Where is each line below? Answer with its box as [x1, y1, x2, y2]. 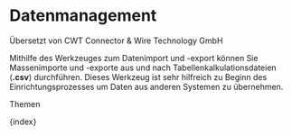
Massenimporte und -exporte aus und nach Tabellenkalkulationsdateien [9, 62, 278, 73]
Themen [9, 98, 41, 109]
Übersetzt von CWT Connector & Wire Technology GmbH [9, 35, 223, 46]
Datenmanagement [9, 5, 157, 26]
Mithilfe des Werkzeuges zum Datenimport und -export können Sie [9, 52, 259, 63]
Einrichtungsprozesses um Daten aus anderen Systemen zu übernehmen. [9, 81, 284, 92]
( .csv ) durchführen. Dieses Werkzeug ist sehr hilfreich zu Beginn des [9, 71, 268, 82]
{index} [9, 116, 37, 127]
